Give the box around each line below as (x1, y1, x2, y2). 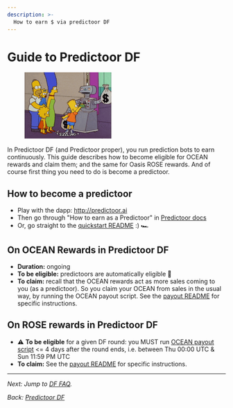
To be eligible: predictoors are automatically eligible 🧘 (17, 270, 172, 278)
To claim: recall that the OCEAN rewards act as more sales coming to (17, 277, 216, 285)
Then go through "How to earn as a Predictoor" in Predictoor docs (17, 213, 207, 222)
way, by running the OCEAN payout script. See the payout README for (17, 292, 220, 301)
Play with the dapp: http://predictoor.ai (17, 206, 128, 215)
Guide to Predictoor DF (7, 49, 141, 65)
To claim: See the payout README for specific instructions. (17, 360, 187, 368)
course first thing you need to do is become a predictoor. (7, 168, 170, 176)
